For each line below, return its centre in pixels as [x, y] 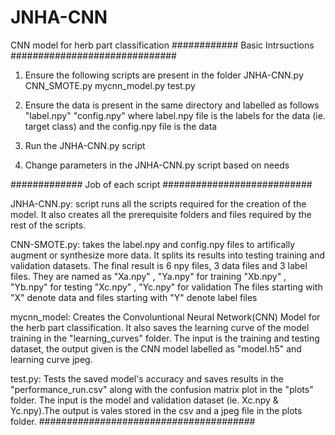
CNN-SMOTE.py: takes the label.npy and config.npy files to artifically [153, 244]
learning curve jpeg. [51, 359]
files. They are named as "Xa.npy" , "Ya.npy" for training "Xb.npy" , [148, 276]
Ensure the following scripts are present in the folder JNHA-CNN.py [164, 75]
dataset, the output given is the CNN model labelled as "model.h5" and [156, 348]
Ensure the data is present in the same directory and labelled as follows [172, 105]
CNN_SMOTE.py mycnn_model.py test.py [110, 85]
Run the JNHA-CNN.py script [85, 145]
